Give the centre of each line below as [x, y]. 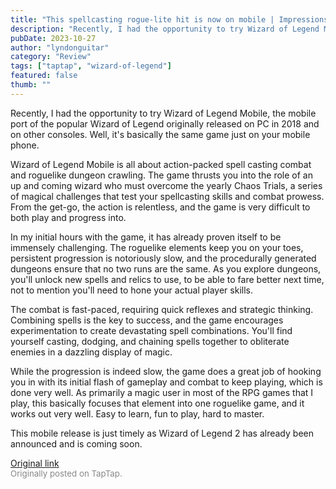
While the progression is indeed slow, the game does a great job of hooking [166, 371]
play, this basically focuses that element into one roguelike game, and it [157, 403]
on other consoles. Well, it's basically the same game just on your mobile [160, 134]
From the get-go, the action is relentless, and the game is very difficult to [160, 207]
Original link [35, 463]
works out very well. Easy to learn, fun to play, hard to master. [137, 413]
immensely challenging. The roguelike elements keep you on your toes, [157, 247]
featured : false [44, 76]
